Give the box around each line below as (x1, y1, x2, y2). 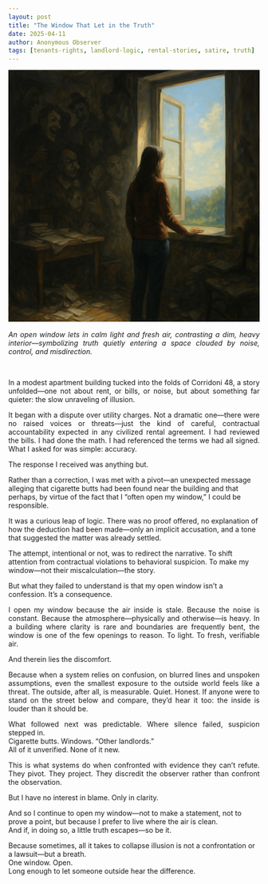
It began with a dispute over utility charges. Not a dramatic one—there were (8, 410, 260, 420)
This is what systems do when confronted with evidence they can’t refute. (8, 760, 260, 771)
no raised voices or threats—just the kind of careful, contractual (8, 419, 260, 428)
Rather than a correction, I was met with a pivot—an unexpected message (8, 476, 251, 485)
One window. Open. (8, 858, 73, 867)
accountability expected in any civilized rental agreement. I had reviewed (8, 428, 260, 437)
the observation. (8, 778, 62, 787)
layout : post (8, 13, 52, 21)
